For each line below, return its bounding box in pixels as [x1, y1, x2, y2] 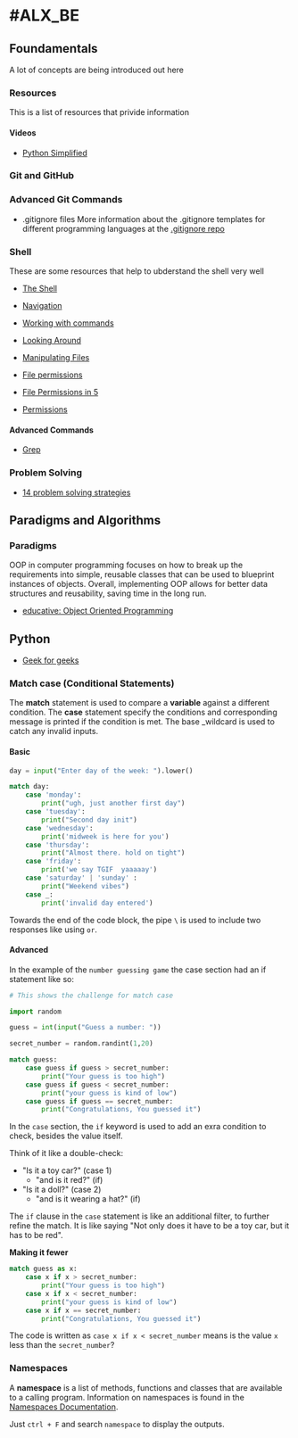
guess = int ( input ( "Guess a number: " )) [9, 1023, 162, 1032]
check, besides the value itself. [9, 1130, 123, 1142]
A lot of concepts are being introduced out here [9, 64, 185, 75]
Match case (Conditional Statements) [9, 677, 175, 690]
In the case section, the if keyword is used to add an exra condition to [9, 1121, 267, 1132]
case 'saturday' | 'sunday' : [25, 873, 138, 883]
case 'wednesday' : [25, 823, 94, 832]
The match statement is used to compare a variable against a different [9, 698, 270, 708]
